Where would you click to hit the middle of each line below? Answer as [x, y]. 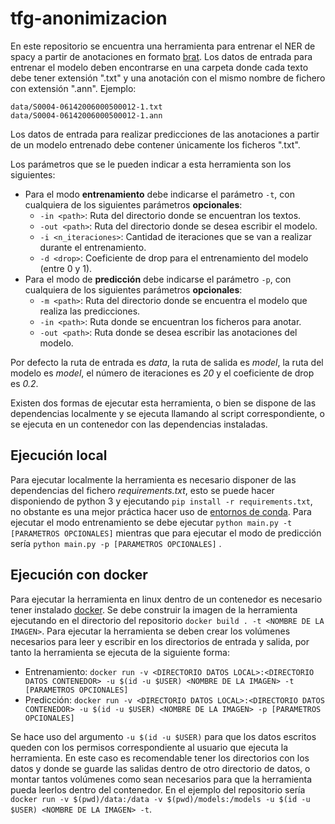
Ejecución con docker [79, 575]
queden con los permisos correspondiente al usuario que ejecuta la [149, 747]
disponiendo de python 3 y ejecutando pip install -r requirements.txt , [161, 501]
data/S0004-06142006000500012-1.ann [86, 115]
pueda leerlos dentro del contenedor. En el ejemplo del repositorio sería [158, 789]
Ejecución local [59, 455]
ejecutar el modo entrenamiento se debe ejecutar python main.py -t [151, 522]
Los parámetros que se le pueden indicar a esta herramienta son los [151, 164]
